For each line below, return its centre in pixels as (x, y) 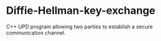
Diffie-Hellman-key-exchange (81, 11)
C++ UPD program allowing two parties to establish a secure (79, 27)
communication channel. (36, 32)
